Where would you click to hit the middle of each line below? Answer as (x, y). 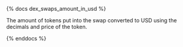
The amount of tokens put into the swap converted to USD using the (92, 20)
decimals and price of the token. (47, 27)
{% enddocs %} (26, 38)
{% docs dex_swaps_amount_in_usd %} (56, 9)
